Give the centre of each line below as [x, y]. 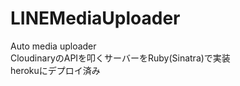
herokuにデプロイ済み [55, 70]
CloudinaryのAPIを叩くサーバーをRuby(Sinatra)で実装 [120, 58]
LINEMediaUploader [95, 18]
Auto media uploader [53, 46]
